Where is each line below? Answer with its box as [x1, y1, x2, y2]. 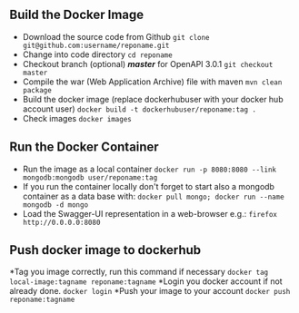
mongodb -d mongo [22, 200, 89, 210]
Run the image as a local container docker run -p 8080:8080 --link [22, 163, 277, 174]
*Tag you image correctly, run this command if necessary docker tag [9, 267, 269, 278]
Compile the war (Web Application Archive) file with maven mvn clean [22, 76, 283, 87]
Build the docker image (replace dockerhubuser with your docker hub [22, 93, 284, 104]
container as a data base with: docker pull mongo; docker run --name [22, 191, 284, 201]
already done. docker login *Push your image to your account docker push [9, 286, 291, 297]
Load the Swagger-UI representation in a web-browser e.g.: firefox [22, 208, 278, 219]
